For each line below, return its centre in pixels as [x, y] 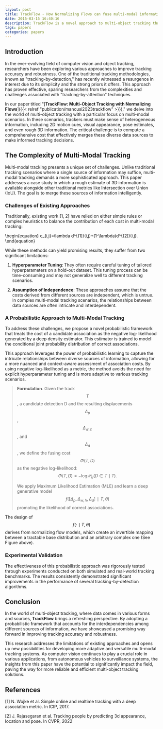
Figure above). [19, 543]
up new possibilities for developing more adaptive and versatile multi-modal [81, 649]
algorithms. [16, 587]
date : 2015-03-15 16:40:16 [32, 18]
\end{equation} [20, 241]
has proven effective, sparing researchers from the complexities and [73, 89]
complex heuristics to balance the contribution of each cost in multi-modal [80, 221]
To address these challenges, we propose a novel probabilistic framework [79, 329]
